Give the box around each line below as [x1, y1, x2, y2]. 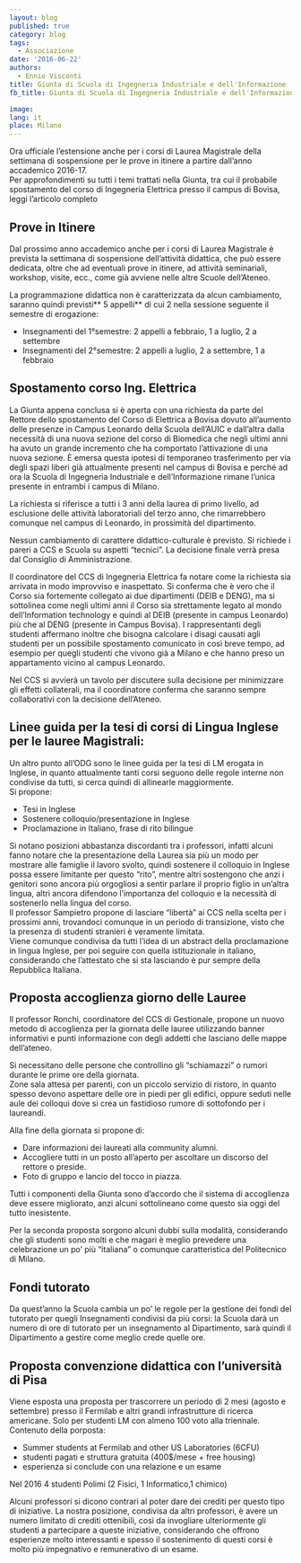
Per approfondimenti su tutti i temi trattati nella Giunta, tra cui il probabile [9, 174, 278, 185]
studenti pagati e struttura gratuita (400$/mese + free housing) [21, 1452, 256, 1462]
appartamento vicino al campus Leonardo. [9, 657, 166, 667]
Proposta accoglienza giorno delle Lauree [9, 990, 246, 1005]
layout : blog [9, 13, 58, 22]
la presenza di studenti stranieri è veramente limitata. [9, 926, 205, 937]
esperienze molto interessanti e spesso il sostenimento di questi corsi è [9, 1534, 273, 1545]
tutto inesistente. [9, 1207, 72, 1218]
